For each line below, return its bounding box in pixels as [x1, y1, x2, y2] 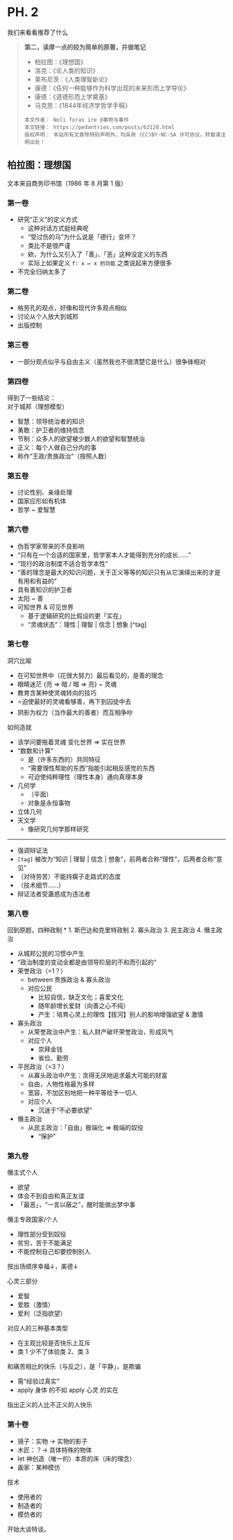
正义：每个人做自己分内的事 [17, 443, 97, 451]
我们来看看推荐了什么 [7, 28, 68, 36]
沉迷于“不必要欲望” [37, 1106, 92, 1115]
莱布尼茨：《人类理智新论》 [34, 74, 111, 84]
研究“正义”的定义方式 [17, 215, 78, 223]
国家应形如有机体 [17, 497, 67, 505]
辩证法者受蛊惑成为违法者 [17, 889, 91, 898]
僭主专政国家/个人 [7, 1216, 59, 1224]
